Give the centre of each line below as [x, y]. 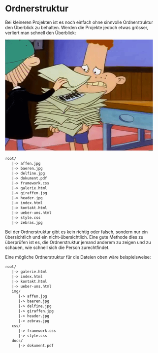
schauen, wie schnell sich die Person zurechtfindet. [57, 247]
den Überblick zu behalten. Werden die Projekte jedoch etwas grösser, [77, 27]
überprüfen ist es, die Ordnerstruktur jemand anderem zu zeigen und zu [78, 242]
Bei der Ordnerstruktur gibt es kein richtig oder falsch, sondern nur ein [77, 232]
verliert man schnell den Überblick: [41, 33]
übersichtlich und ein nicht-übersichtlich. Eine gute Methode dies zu [74, 237]
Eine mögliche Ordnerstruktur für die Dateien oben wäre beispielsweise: [78, 257]
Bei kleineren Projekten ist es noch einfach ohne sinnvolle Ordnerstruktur [79, 22]
